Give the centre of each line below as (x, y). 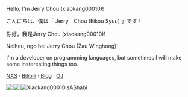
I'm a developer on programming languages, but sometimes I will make (94, 58)
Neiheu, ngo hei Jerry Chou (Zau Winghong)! (62, 46)
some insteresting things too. (42, 64)
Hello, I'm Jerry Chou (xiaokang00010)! (55, 9)
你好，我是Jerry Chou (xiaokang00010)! (56, 34)
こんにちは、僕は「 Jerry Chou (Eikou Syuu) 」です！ (74, 21)
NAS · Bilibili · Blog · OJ (35, 76)
